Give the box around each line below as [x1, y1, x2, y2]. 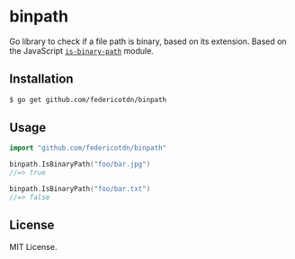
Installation [9, 72, 74, 87]
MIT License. [9, 241, 58, 252]
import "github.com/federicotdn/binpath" [9, 143, 167, 153]
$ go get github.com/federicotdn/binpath [9, 95, 167, 104]
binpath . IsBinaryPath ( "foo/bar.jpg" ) [9, 160, 151, 169]
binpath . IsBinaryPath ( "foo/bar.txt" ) [9, 185, 151, 194]
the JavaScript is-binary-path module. [9, 45, 155, 56]
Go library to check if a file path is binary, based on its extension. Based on [9, 36, 287, 47]
